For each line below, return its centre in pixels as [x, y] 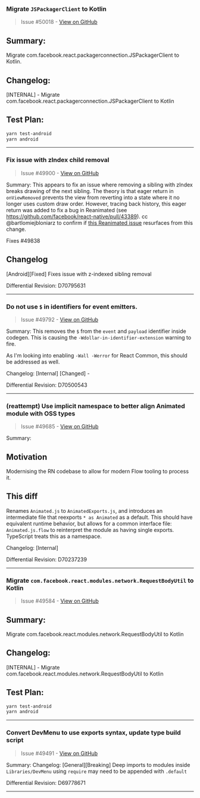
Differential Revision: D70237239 [47, 559]
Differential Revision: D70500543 [47, 385]
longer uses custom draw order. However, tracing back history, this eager [96, 204]
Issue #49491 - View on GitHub [59, 753]
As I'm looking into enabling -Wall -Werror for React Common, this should [97, 355]
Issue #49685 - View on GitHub [60, 427]
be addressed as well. [33, 362]
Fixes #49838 [23, 240]
